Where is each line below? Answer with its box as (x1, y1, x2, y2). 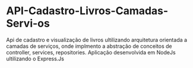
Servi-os (6, 17, 50, 30)
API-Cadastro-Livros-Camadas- (6, 4, 169, 18)
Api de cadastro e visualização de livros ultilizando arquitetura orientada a (6, 36, 188, 43)
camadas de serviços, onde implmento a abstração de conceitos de (6, 43, 172, 50)
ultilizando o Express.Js (6, 55, 64, 62)
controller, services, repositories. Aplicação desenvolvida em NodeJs (6, 48, 176, 56)
